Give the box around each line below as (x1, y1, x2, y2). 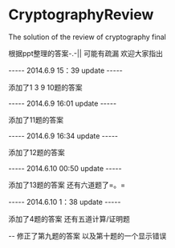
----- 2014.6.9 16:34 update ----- (8, 130, 119, 141)
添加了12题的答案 (8, 147, 66, 157)
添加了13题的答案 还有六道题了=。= (8, 180, 126, 190)
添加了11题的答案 (8, 114, 64, 125)
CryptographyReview (8, 6, 154, 24)
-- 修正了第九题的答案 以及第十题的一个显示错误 (8, 230, 167, 241)
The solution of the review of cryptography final (8, 32, 166, 42)
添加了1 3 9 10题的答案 (8, 82, 83, 92)
